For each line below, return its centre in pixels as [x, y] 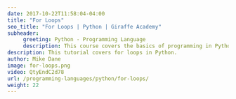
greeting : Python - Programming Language [84, 40]
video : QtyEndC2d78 [36, 72]
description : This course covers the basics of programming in [117, 46]
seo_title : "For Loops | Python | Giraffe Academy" [84, 26]
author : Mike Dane [34, 59]
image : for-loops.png [39, 66]
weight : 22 [23, 85]
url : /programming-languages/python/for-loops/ [78, 78]
